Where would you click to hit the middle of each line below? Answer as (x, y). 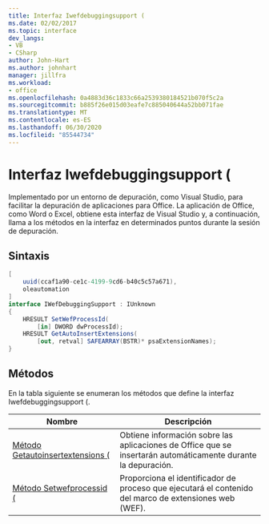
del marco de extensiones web (177, 498)
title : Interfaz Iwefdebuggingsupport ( (77, 16)
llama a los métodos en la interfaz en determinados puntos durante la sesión (134, 222)
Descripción (188, 421)
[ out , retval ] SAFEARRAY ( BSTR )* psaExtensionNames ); (127, 341)
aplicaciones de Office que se (176, 445)
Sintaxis (29, 256)
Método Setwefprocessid (60, 488)
